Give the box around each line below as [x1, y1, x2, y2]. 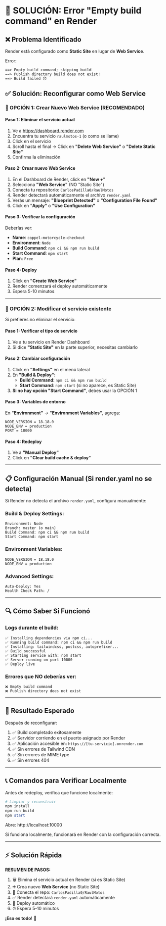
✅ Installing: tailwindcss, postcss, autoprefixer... [5, 644, 119, 649]
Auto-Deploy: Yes [5, 584, 41, 589]
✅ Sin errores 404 [12, 757, 49, 763]
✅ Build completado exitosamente [12, 729, 82, 735]
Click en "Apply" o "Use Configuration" [12, 202, 95, 208]
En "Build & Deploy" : [12, 372, 56, 378]
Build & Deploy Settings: [5, 510, 64, 517]
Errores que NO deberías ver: [5, 673, 77, 680]
